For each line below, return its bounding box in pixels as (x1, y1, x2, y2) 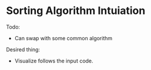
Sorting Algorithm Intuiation (6, 4, 146, 17)
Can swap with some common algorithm (14, 34, 113, 41)
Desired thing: (6, 45, 40, 53)
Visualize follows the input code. (14, 57, 93, 64)
